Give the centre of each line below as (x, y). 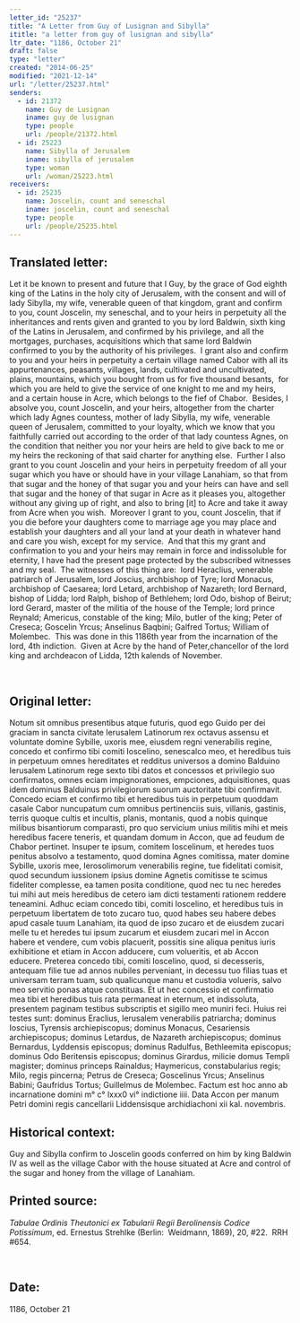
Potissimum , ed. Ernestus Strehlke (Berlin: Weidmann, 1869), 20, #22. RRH (149, 1232)
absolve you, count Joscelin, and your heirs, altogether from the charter (142, 408)
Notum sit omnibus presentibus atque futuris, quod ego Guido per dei (137, 723)
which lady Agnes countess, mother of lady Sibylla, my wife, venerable (140, 417)
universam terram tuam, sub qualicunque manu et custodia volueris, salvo (146, 980)
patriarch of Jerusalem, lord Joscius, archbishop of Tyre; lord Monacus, (142, 579)
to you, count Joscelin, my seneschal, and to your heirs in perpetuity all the (148, 313)
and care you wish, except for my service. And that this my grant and (137, 541)
